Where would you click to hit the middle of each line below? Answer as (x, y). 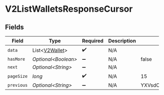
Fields (15, 27)
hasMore (16, 59)
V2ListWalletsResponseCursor (69, 9)
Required (93, 41)
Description (122, 41)
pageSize (18, 76)
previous (18, 85)
